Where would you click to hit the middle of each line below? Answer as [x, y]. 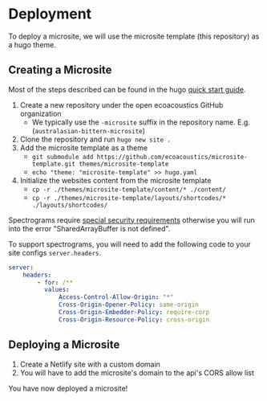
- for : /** [55, 282]
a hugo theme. [32, 44]
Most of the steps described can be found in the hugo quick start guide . [127, 89]
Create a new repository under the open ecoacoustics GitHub [121, 104]
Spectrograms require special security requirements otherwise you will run [131, 220]
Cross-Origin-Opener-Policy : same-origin [129, 305]
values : [57, 290]
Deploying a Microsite [64, 345]
